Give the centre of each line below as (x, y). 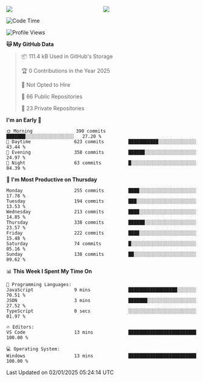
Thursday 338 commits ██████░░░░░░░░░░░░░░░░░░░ (101, 223)
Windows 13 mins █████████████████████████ (101, 356)
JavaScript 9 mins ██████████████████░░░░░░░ (101, 290)
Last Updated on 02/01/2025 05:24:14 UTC (60, 372)
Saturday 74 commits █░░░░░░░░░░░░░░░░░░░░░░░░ (101, 244)
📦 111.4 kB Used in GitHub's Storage (67, 56)
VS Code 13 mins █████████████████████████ (101, 332)
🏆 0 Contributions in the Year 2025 (65, 71)
